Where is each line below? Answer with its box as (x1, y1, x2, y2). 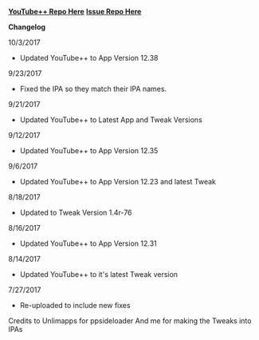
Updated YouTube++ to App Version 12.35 (19, 146, 159, 155)
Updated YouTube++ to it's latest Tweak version (19, 270, 178, 279)
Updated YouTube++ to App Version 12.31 (19, 239, 157, 248)
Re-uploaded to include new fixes (19, 301, 131, 310)
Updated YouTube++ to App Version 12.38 (19, 53, 159, 62)
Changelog (8, 22, 46, 31)
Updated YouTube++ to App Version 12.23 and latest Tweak (19, 177, 217, 186)
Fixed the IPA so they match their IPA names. (19, 84, 167, 93)
